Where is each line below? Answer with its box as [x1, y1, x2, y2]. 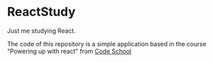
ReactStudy [7, 4, 76, 20]
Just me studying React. [7, 27, 76, 35]
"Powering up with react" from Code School [7, 47, 132, 55]
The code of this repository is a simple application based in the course [7, 40, 207, 48]
